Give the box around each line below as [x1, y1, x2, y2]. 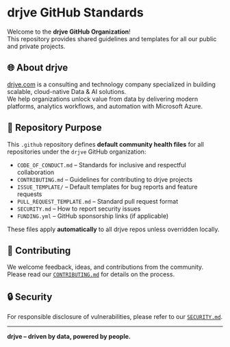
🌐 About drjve [7, 62, 68, 73]
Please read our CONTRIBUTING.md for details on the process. [7, 270, 175, 278]
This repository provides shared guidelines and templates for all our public [7, 34, 217, 43]
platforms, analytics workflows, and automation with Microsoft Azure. [7, 101, 203, 110]
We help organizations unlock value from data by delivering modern [7, 95, 199, 103]
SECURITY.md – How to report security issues [16, 204, 141, 213]
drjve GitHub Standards [7, 5, 144, 21]
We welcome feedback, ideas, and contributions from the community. [7, 263, 204, 272]
